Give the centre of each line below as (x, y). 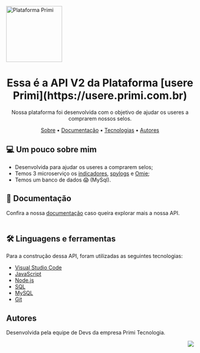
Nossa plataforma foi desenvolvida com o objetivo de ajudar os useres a (100, 112)
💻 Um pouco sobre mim (51, 150)
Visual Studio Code (38, 268)
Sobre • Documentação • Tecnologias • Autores (100, 130)
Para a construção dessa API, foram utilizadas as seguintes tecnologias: (95, 256)
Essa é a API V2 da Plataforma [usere (100, 83)
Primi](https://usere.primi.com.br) (100, 96)
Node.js (24, 280)
